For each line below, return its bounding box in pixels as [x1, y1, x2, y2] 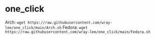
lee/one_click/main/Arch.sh [5, 25, 62, 30]
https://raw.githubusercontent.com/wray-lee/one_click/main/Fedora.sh [5, 29, 151, 34]
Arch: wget [5, 19, 26, 25]
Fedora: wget [62, 24, 88, 30]
